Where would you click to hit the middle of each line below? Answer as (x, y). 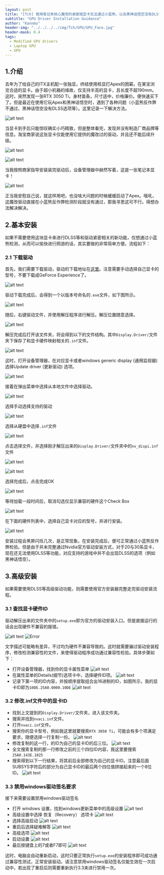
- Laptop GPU (23, 46)
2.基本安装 (21, 225)
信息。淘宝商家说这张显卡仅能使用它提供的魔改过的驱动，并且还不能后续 (78, 134)
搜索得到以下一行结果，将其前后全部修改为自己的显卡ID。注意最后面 (81, 760)
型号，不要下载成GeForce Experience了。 (47, 275)
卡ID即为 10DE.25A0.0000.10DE (41, 687)
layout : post (18, 10)
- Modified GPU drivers (33, 42)
